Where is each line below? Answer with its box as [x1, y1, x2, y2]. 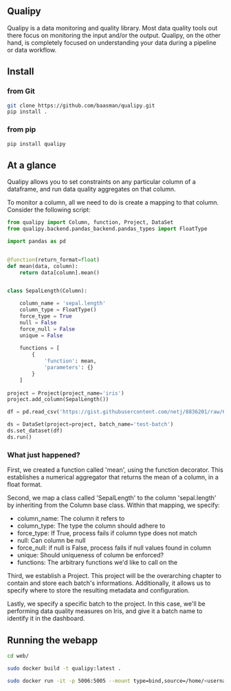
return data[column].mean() [19, 269, 100, 276]
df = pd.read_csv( [7, 409, 60, 415]
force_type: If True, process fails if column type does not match [16, 529, 197, 537]
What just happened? [7, 450, 80, 460]
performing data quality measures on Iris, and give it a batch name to [7, 607, 203, 615]
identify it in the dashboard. [7, 615, 85, 623]
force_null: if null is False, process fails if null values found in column [16, 544, 212, 552]
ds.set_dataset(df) [7, 427, 63, 435]
